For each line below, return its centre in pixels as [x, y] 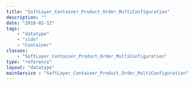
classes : [17, 51]
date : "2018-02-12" [31, 23]
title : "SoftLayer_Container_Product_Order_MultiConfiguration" [88, 12]
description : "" [26, 17]
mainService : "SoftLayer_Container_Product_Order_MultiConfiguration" [97, 73]
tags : [13, 28]
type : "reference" [29, 62]
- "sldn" [28, 40]
